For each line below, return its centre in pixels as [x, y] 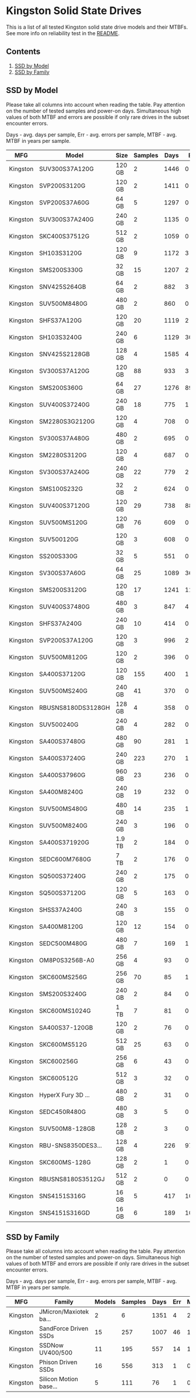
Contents [23, 52]
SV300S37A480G [64, 438]
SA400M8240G [61, 792]
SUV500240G [59, 724]
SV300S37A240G [64, 471]
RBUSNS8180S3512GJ [72, 1179]
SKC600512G [59, 1078]
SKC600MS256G [63, 977]
